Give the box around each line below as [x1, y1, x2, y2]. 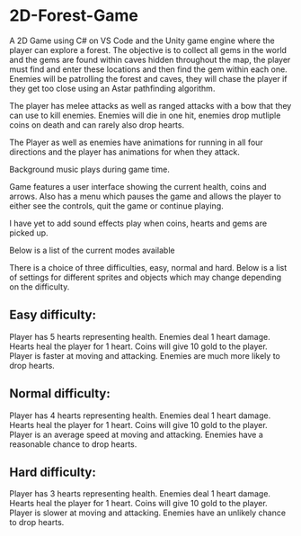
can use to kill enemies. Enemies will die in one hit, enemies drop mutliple [9, 110, 281, 121]
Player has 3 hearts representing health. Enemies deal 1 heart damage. [9, 488, 271, 499]
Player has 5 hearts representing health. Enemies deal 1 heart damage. [9, 331, 271, 342]
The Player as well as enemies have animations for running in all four [9, 137, 263, 147]
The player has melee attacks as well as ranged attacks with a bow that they [9, 100, 292, 111]
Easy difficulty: [9, 308, 97, 323]
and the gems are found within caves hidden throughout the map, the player [9, 54, 291, 65]
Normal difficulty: [9, 386, 111, 401]
